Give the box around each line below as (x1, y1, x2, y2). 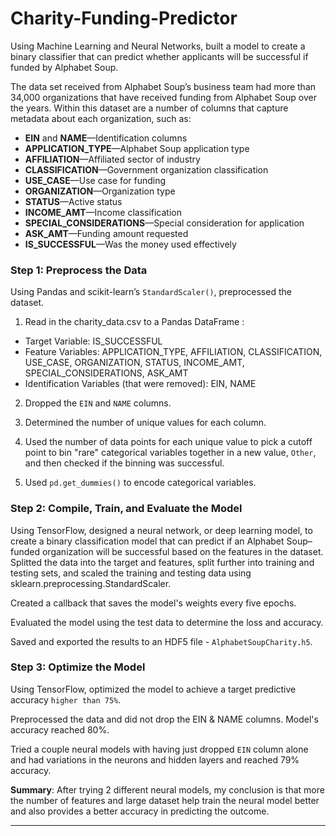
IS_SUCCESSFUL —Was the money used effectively (24, 238, 237, 250)
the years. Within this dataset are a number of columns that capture (10, 102, 289, 114)
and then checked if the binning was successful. (24, 457, 225, 469)
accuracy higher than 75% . (10, 693, 122, 706)
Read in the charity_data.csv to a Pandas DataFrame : (24, 316, 245, 328)
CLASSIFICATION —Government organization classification (24, 163, 269, 176)
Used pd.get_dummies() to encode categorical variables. (24, 477, 257, 489)
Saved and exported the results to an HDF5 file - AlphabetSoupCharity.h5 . (10, 635, 313, 647)
